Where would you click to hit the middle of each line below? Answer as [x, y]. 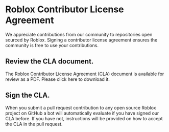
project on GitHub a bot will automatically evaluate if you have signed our [82, 113]
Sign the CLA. [28, 95]
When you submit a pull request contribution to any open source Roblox [81, 107]
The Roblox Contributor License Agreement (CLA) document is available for [85, 74]
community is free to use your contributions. [52, 45]
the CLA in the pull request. [34, 124]
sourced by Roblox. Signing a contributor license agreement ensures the [81, 40]
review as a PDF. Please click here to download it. [57, 79]
